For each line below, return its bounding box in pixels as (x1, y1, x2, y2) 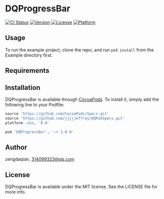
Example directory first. (5, 52, 53, 58)
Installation (5, 83, 41, 92)
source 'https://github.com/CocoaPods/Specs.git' (5, 111, 110, 116)
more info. (5, 189, 26, 195)
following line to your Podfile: (5, 101, 65, 107)
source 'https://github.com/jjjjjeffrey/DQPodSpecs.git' (5, 116, 125, 121)
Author (5, 143, 27, 151)
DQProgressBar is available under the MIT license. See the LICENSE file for (5, 184, 158, 190)
